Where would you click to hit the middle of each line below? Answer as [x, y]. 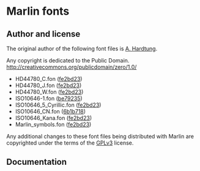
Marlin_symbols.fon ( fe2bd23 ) [53, 124]
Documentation [37, 162]
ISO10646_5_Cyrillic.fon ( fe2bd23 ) [58, 105]
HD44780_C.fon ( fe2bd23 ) [49, 79]
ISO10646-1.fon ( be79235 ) [49, 98]
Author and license [43, 34]
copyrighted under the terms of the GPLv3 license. [70, 143]
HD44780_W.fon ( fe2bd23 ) [49, 92]
